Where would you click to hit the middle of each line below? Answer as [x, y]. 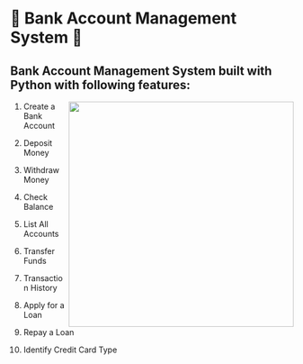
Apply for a [44, 305]
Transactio [43, 278]
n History [40, 288]
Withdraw [41, 170]
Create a [39, 106]
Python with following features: [101, 85]
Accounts [41, 234]
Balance [38, 207]
